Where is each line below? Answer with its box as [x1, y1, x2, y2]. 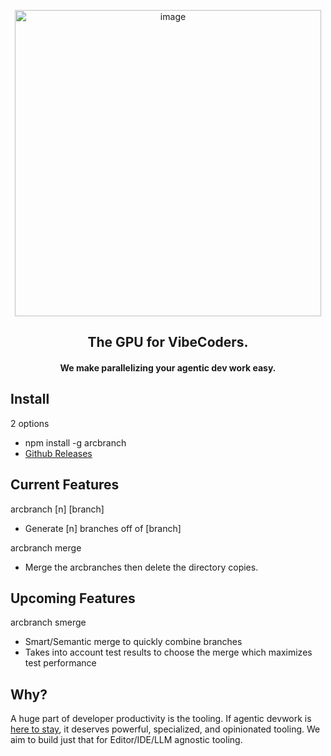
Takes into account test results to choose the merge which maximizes [24, 646, 313, 659]
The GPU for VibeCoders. [87, 334, 249, 351]
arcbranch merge [10, 541, 82, 554]
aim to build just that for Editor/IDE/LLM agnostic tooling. [10, 734, 243, 746]
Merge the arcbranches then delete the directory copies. [24, 561, 259, 573]
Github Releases [24, 447, 93, 459]
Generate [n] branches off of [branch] [24, 522, 182, 534]
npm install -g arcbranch [24, 436, 127, 449]
